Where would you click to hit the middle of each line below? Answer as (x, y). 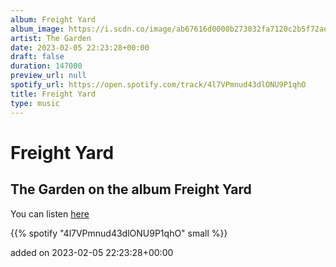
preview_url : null (48, 76)
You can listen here (50, 213)
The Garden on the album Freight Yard (131, 189)
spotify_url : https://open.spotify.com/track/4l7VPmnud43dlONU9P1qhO (158, 85)
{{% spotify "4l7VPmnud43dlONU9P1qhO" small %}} (119, 233)
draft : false (37, 57)
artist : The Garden (51, 38)
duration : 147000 (46, 66)
